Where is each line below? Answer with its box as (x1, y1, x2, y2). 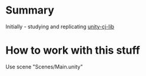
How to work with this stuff (5, 44, 141, 57)
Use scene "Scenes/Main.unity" (5, 63, 83, 70)
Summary (5, 4, 54, 17)
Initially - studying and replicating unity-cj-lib (5, 23, 114, 30)
